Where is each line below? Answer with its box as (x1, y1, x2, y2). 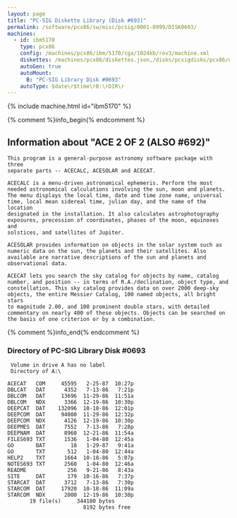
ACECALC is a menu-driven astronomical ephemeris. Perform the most (7, 179, 213, 187)
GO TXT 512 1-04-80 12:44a (7, 448, 134, 456)
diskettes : (20, 57, 52, 64)
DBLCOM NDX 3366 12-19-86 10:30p (7, 399, 134, 406)
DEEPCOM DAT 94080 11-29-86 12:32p (7, 411, 134, 418)
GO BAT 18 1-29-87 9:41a (7, 442, 134, 449)
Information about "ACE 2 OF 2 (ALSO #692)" (7, 136, 211, 148)
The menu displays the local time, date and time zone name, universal (7, 192, 222, 199)
